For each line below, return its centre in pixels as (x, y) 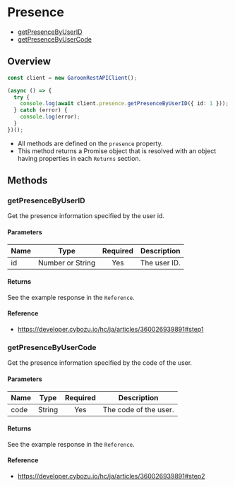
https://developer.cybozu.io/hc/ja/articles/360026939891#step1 (110, 330)
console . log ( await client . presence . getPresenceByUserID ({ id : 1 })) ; (125, 104)
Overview (29, 62)
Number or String (67, 263)
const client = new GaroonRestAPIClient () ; (72, 78)
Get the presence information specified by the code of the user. (100, 363)
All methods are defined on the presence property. (90, 143)
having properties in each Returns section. (79, 158)
